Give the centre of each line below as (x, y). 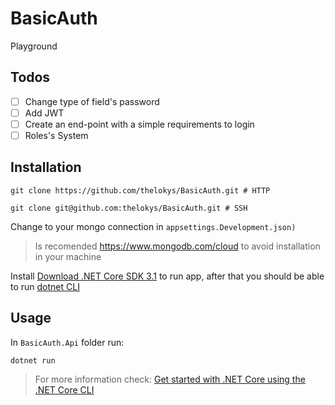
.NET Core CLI (64, 389)
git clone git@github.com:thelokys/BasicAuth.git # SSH (129, 208)
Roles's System (56, 135)
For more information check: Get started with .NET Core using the (170, 379)
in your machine (68, 256)
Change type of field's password (92, 101)
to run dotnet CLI (45, 286)
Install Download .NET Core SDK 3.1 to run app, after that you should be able (167, 276)
